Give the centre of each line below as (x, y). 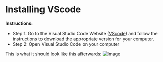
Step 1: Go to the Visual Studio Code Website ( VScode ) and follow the (85, 33)
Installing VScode (43, 9)
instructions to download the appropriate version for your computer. (83, 39)
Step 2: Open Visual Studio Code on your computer (66, 44)
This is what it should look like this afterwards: (53, 54)
